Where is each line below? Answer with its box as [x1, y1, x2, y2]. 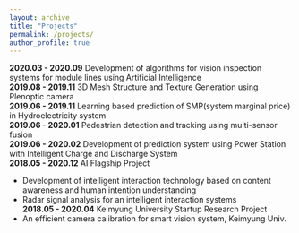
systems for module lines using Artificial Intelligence [9, 73, 201, 83]
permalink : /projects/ [9, 30, 94, 39]
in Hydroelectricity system [9, 110, 107, 121]
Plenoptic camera [9, 91, 74, 102]
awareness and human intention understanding [21, 185, 197, 195]
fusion [9, 129, 33, 140]
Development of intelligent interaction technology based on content [21, 176, 271, 186]
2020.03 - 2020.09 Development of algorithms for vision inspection [9, 63, 262, 73]
